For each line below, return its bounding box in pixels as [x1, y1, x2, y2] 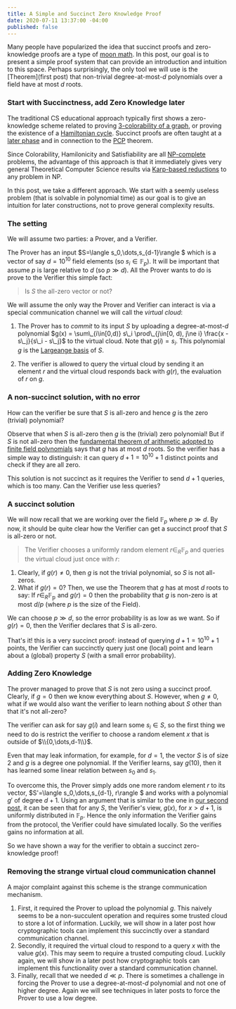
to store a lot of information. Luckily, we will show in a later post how [17, 919, 216, 927]
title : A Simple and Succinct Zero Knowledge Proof [7, 10, 162, 18]
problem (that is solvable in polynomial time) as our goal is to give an [7, 193, 206, 202]
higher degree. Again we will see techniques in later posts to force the [17, 986, 221, 994]
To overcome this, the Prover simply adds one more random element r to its [7, 781, 226, 790]
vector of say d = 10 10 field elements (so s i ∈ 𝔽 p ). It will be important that [7, 255, 220, 267]
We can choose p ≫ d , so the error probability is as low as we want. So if [7, 614, 220, 622]
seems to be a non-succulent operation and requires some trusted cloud [17, 911, 228, 920]
